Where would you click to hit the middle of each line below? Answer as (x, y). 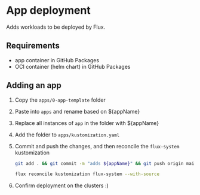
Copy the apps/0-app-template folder (60, 100)
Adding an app (34, 85)
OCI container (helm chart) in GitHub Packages (73, 66)
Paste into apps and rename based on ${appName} (77, 111)
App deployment (48, 10)
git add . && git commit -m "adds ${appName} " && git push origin (99, 163)
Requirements (33, 46)
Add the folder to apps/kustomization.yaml (67, 135)
